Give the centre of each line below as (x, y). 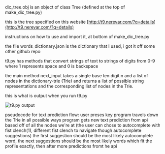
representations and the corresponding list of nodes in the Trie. (69, 86)
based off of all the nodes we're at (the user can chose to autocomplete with (83, 125)
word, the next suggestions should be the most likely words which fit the (79, 141)
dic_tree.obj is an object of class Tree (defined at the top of (65, 7)
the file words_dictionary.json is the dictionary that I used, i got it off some (80, 46)
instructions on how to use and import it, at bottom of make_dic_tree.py (77, 37)
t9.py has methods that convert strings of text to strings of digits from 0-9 (80, 61)
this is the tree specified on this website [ (47, 22)
